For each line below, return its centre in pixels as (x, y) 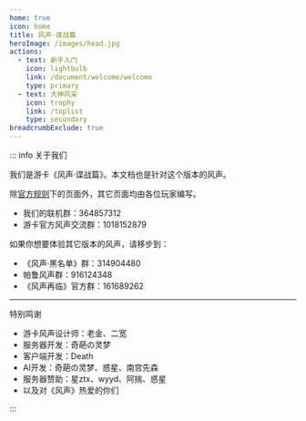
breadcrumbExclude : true (56, 128)
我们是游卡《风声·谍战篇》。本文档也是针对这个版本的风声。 (121, 175)
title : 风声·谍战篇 (43, 35)
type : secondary (57, 119)
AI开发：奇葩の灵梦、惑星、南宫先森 (91, 367)
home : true (30, 18)
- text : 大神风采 (48, 94)
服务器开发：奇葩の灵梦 (66, 344)
